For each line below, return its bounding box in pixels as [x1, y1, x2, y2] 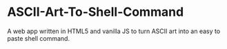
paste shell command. [7, 34, 70, 42]
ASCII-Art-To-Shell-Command [7, 4, 184, 20]
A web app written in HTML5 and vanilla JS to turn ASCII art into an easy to [7, 27, 221, 35]
